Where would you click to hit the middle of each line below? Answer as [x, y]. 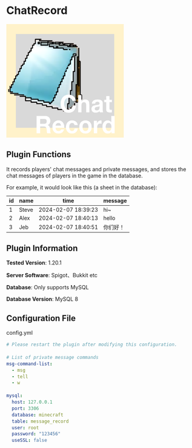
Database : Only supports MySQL [48, 288]
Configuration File [41, 318]
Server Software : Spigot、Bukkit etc [52, 275]
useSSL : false [29, 440]
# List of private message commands [52, 357]
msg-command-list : [29, 364]
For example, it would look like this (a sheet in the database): [82, 187]
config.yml [20, 333]
